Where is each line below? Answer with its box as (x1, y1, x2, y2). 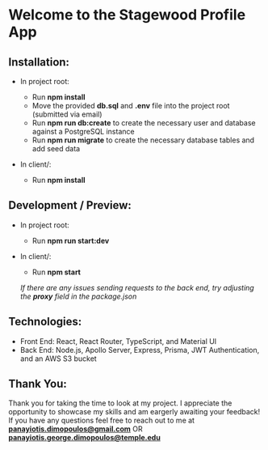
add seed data (31, 144, 81, 153)
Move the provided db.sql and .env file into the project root (31, 101, 230, 110)
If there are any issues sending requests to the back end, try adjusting (19, 282, 254, 292)
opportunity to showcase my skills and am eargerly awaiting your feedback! (8, 407, 261, 417)
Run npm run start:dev (31, 236, 110, 245)
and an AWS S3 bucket (19, 354, 97, 363)
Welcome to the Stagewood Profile (8, 6, 246, 24)
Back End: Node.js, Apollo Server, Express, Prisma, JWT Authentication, (19, 345, 260, 354)
